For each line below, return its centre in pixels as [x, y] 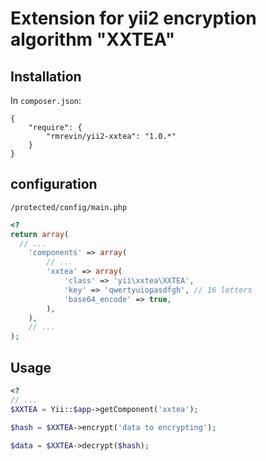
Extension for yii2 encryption [133, 18]
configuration [54, 184]
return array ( [40, 234]
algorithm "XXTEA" [93, 39]
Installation [46, 76]
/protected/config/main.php [69, 207]
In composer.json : [46, 100]
